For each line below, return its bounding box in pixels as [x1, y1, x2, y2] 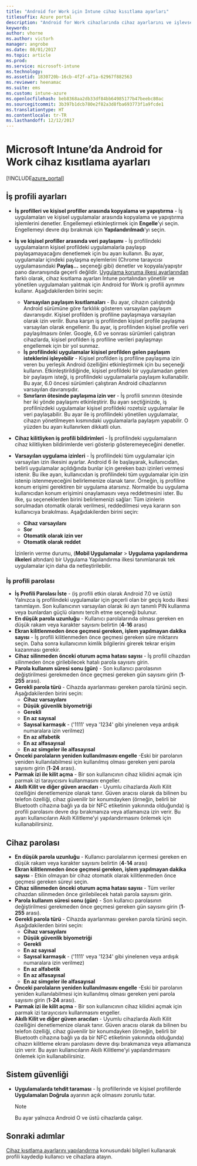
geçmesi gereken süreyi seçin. [14, 878, 89, 885]
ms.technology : [6, 69, 43, 74]
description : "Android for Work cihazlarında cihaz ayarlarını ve [6, 19, 172, 25]
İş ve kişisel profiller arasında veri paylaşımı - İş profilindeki [14, 237, 161, 244]
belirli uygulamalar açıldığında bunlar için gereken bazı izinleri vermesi [14, 465, 184, 472]
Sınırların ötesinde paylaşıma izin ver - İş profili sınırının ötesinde [23, 392, 183, 399]
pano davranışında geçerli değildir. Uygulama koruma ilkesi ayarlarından [14, 268, 189, 276]
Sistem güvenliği [6, 1070, 69, 1080]
